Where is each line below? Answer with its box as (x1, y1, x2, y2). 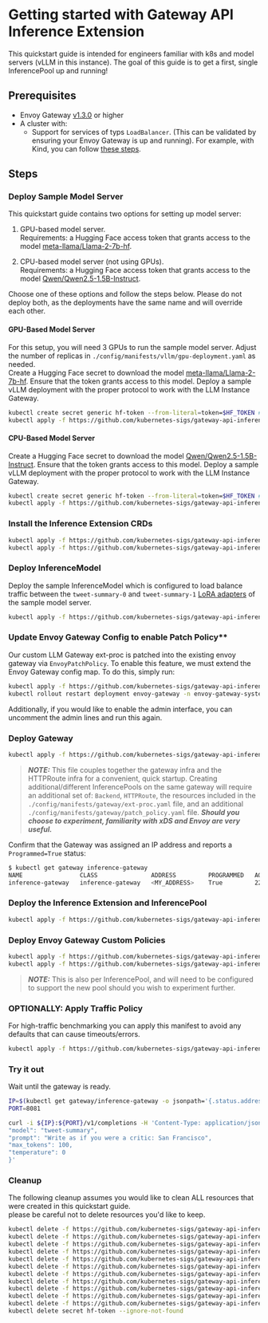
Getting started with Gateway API (8, 6, 234, 24)
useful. (27, 824, 53, 834)
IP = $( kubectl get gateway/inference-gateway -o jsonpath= (8, 1097, 205, 1105)
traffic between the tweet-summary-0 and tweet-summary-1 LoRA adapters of (8, 589, 255, 599)
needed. (8, 359, 36, 368)
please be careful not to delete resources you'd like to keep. (8, 1210, 206, 1219)
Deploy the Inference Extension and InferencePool (8, 897, 207, 908)
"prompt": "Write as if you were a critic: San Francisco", (8, 1134, 213, 1142)
